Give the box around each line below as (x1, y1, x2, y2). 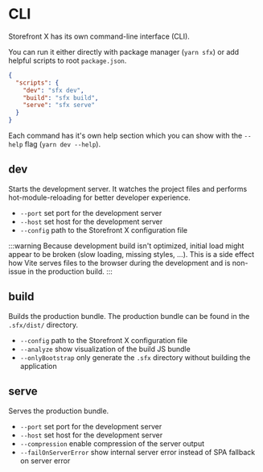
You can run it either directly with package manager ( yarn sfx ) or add (8, 47, 240, 56)
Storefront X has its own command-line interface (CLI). (8, 31, 191, 41)
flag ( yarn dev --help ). (24, 139, 101, 149)
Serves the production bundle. (8, 406, 109, 416)
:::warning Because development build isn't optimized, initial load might (8, 241, 245, 250)
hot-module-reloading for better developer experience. (8, 193, 191, 202)
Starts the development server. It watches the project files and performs (8, 184, 248, 193)
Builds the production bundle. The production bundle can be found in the (8, 311, 250, 321)
